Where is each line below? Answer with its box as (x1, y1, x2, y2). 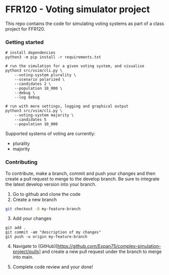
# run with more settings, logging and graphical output (5, 104, 129, 109)
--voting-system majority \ (14, 113, 74, 118)
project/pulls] (12, 248, 41, 255)
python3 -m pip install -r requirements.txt (5, 55, 101, 60)
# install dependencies (5, 50, 56, 56)
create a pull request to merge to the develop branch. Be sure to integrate (5, 176, 160, 182)
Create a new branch (12, 196, 57, 203)
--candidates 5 (14, 117, 47, 122)
